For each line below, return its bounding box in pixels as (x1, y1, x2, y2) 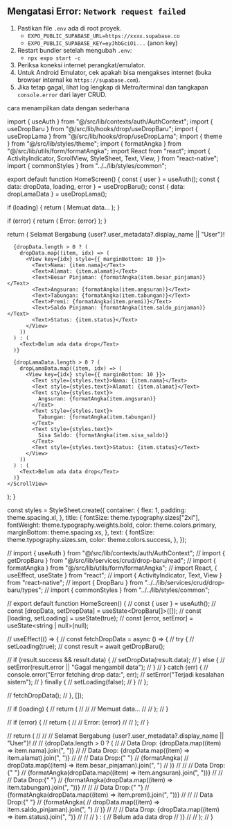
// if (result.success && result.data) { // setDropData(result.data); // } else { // (7, 655, 225, 664)
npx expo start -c (27, 55, 81, 62)
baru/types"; (7, 586, 44, 594)
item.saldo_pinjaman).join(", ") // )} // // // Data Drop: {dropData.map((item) (7, 805, 220, 813)
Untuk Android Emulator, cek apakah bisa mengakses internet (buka (17, 68, 212, 76)
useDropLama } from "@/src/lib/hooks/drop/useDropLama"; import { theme (7, 132, 223, 140)
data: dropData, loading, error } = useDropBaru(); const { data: (7, 182, 186, 190)
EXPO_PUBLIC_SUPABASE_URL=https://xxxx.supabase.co (27, 33, 180, 40)
